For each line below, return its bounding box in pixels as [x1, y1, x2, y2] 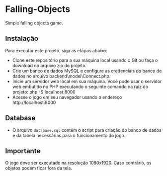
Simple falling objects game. [5, 20, 63, 26]
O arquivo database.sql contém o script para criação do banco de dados [12, 127, 162, 133]
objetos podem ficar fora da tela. [5, 165, 72, 171]
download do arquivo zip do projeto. [12, 62, 87, 68]
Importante [5, 147, 41, 155]
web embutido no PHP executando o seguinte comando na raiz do [12, 84, 148, 89]
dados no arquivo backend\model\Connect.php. [12, 73, 111, 79]
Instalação [5, 34, 39, 43]
